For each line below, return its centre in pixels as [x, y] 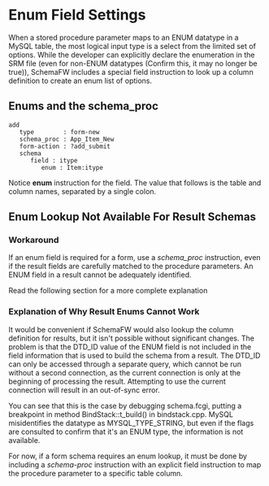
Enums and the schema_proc [83, 106]
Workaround [34, 240]
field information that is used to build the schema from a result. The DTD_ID [134, 355]
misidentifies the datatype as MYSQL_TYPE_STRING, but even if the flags [131, 423]
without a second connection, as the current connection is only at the [125, 372]
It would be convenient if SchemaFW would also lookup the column [121, 329]
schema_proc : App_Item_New [67, 139]
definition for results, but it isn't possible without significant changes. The [131, 338]
